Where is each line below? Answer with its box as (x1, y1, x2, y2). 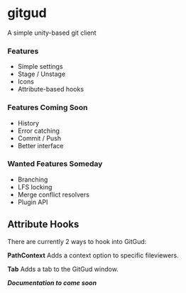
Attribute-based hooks (17, 85, 84, 94)
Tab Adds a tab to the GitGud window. (7, 265, 119, 273)
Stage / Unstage (17, 70, 66, 79)
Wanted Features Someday (7, 159, 103, 169)
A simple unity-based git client (7, 28, 97, 37)
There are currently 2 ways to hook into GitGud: (7, 237, 147, 245)
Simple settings (17, 62, 63, 71)
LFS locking (17, 182, 53, 191)
